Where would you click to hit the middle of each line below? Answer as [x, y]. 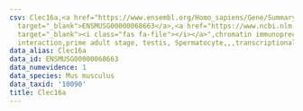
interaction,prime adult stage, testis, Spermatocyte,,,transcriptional [157, 43]
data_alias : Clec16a [48, 51]
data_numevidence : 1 [48, 68]
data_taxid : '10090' [48, 84]
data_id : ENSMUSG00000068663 [64, 59]
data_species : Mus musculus [62, 76]
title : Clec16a [38, 92]
